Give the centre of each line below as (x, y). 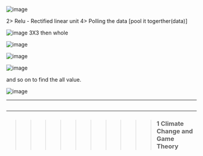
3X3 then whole (49, 33)
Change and (175, 131)
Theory (167, 146)
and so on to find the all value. (44, 80)
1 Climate (170, 123)
